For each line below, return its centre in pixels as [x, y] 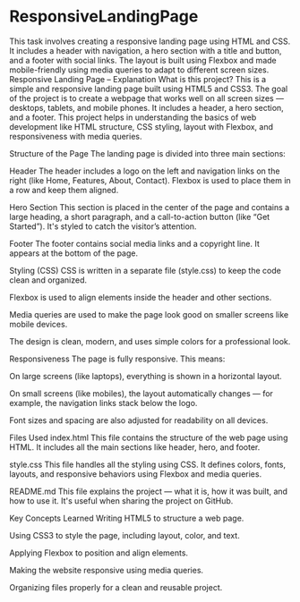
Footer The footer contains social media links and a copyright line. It [134, 243]
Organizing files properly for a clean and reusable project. [116, 587]
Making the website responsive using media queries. [107, 570]
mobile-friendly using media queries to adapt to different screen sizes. [139, 70]
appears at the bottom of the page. [74, 253]
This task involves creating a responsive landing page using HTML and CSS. [150, 41]
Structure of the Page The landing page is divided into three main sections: [148, 153]
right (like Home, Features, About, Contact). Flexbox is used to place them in [150, 180]
